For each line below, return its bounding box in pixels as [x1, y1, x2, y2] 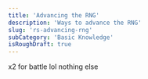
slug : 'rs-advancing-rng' [8, 26, 92, 34]
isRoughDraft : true [8, 41, 72, 48]
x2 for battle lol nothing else [8, 62, 99, 71]
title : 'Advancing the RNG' [8, 11, 100, 20]
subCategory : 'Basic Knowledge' [8, 33, 114, 41]
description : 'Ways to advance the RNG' [8, 19, 143, 27]
